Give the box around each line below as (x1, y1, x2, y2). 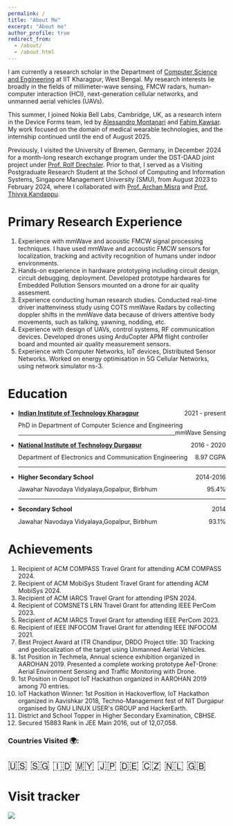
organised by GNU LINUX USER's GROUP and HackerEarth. (17, 704, 188, 712)
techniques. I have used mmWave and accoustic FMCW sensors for (17, 244, 211, 252)
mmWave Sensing (174, 428, 226, 436)
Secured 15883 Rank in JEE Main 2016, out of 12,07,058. (17, 718, 178, 726)
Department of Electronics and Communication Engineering (17, 453, 188, 462)
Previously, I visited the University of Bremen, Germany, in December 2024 (8, 146, 222, 154)
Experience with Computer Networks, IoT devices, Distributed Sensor (17, 347, 216, 355)
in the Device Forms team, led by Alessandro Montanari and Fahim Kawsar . (8, 118, 222, 126)
